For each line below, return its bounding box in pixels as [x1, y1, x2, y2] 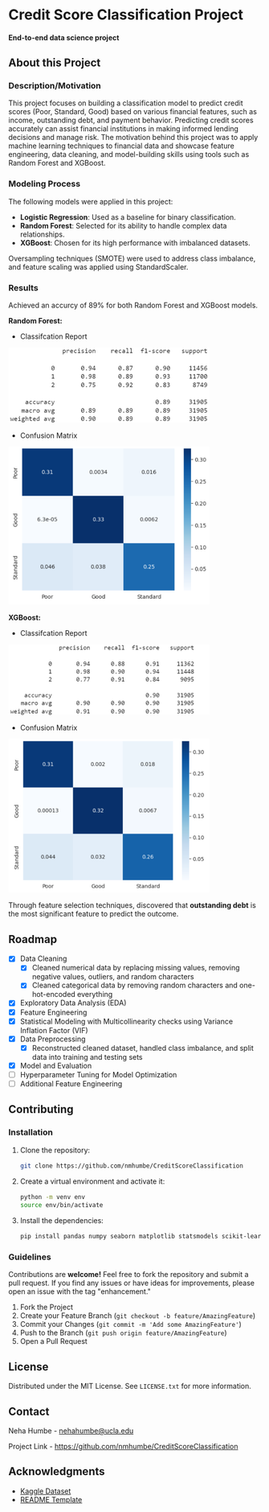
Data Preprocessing [19, 1034, 86, 1044]
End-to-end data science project [8, 32, 120, 42]
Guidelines [8, 1251, 51, 1263]
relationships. [19, 229, 65, 239]
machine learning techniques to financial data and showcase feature [8, 141, 234, 150]
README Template [19, 1494, 83, 1504]
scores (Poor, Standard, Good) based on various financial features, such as [8, 107, 257, 117]
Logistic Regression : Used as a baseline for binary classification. [19, 212, 237, 222]
